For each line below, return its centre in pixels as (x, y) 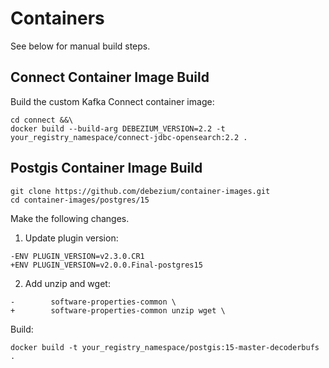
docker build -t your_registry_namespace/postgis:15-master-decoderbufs (165, 347)
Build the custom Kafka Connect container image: (112, 101)
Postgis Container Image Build (106, 168)
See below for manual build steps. (80, 46)
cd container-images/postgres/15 (80, 200)
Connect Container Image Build (110, 77)
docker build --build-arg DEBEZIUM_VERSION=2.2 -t (118, 128)
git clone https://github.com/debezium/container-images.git (140, 191)
